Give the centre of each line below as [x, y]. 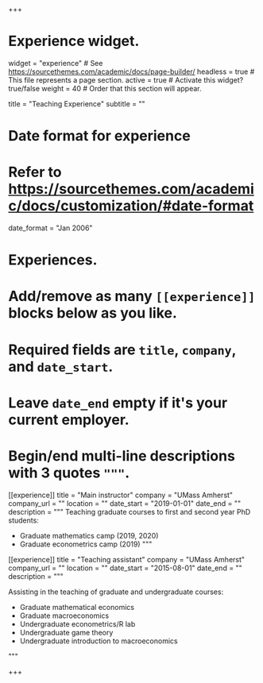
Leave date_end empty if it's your [118, 403]
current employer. [69, 420]
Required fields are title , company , [122, 349]
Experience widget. [74, 41]
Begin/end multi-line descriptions [122, 456]
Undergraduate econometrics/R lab [77, 623]
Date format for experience [99, 136]
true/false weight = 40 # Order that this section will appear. [105, 88]
